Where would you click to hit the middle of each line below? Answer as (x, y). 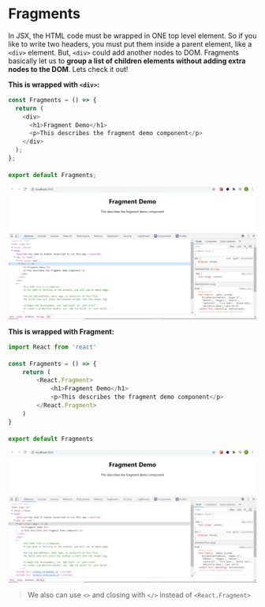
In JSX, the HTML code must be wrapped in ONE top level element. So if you (132, 36)
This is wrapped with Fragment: (61, 331)
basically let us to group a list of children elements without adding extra (127, 61)
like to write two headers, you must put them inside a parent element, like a (130, 43)
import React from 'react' (52, 347)
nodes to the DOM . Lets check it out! (68, 69)
